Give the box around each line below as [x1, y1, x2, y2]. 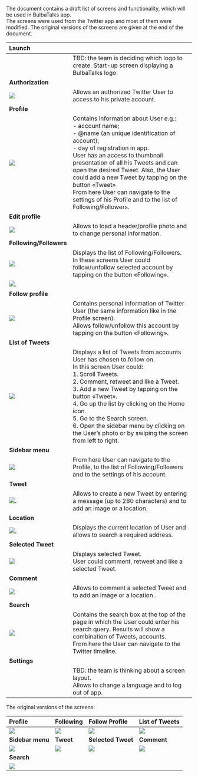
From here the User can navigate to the [72, 640, 181, 648]
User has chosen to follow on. [72, 355, 155, 363]
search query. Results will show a [72, 625, 165, 633]
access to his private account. [72, 96, 156, 103]
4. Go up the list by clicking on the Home [72, 400, 185, 407]
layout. [72, 674, 91, 681]
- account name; [72, 122, 120, 130]
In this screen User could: [72, 363, 143, 371]
